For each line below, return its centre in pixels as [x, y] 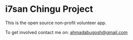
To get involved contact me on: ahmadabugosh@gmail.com [66, 32]
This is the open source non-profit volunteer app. [56, 23]
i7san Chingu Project [49, 9]
